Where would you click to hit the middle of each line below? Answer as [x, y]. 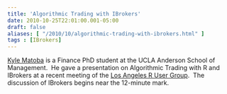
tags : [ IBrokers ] [34, 40]
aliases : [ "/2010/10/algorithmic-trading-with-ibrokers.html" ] [106, 34]
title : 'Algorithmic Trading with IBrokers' [74, 14]
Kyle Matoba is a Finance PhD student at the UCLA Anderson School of [111, 60]
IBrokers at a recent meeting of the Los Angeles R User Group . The [106, 76]
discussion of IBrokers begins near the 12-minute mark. [88, 83]
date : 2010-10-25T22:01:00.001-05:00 [63, 20]
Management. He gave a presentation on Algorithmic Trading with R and [113, 68]
